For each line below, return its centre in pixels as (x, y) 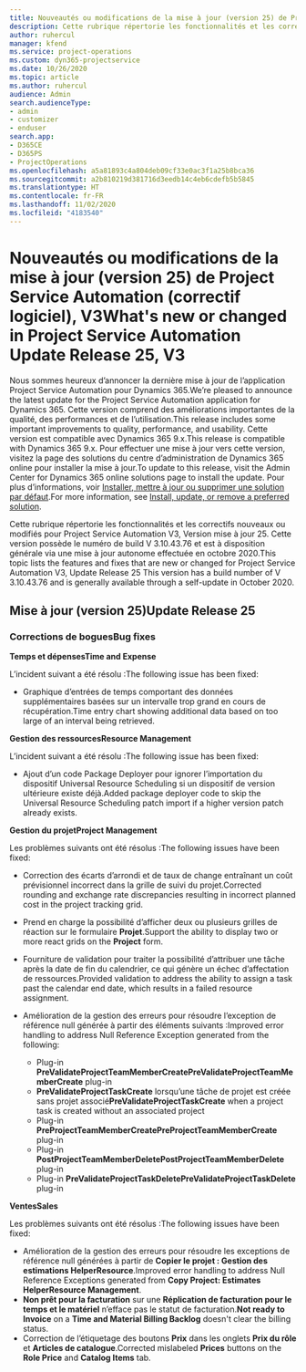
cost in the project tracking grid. (83, 905)
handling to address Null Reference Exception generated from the (146, 1035)
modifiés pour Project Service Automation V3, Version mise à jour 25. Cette (150, 534)
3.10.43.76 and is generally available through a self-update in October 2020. (152, 582)
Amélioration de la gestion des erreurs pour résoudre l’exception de (149, 1016)
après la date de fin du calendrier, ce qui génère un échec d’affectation (156, 969)
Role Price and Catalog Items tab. (87, 1358)
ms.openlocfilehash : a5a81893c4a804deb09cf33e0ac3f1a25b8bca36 (132, 171)
